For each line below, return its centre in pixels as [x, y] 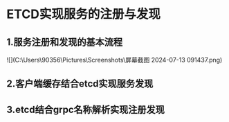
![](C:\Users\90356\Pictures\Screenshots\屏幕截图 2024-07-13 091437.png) [114, 60]
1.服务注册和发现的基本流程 [65, 42]
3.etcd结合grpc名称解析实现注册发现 [86, 109]
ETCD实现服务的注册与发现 [83, 14]
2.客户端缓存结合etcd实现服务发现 [80, 84]
